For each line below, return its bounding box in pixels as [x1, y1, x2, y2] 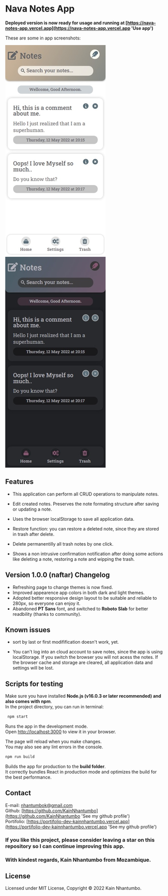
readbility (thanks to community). [12, 611, 81, 617]
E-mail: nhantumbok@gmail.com [5, 802, 73, 808]
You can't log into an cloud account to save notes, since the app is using [12, 649, 163, 655]
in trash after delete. [12, 531, 55, 537]
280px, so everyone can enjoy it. [12, 600, 80, 606]
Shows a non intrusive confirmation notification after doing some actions [12, 551, 163, 557]
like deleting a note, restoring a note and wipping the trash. [12, 556, 135, 562]
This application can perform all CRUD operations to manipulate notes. [12, 491, 159, 497]
